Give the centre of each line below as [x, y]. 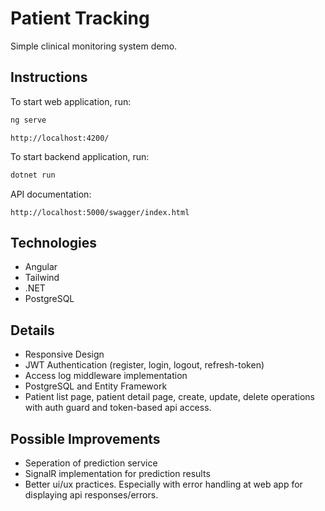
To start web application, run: [71, 101]
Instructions [49, 77]
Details [32, 330]
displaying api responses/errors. [91, 494]
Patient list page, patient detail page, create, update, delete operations [169, 397]
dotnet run [33, 175]
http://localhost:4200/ [60, 138]
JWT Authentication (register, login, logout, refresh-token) [144, 365]
